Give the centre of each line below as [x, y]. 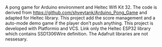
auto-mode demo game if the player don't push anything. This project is [79, 23]
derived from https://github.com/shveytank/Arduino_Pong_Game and [76, 12]
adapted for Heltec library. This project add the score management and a [80, 18]
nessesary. [16, 39]
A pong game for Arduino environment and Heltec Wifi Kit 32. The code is [81, 7]
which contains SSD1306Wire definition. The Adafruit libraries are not [77, 34]
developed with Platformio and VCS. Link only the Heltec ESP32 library [78, 28]
